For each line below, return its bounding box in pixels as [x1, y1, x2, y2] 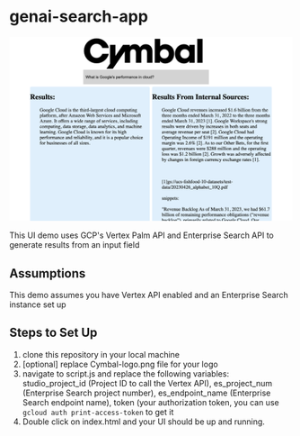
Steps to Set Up [9, 325, 98, 341]
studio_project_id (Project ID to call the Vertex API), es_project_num [22, 377, 273, 388]
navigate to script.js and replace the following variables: [22, 368, 230, 379]
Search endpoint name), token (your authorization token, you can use [22, 396, 280, 407]
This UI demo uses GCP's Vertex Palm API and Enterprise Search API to [9, 230, 274, 241]
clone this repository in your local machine [22, 349, 181, 359]
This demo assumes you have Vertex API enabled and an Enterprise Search [9, 290, 289, 301]
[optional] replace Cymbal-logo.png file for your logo [22, 359, 218, 369]
